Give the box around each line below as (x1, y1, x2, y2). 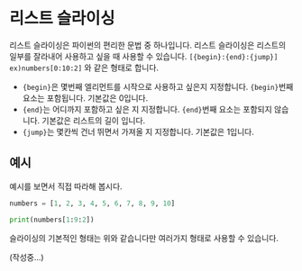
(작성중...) (9, 251, 44, 262)
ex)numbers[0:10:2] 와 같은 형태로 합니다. (9, 62, 160, 73)
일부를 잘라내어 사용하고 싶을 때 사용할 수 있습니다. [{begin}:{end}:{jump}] (9, 50, 279, 61)
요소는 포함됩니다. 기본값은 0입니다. (22, 92, 149, 104)
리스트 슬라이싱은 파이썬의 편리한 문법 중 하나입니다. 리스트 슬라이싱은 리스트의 (9, 40, 287, 50)
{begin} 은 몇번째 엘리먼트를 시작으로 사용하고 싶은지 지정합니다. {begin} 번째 (22, 81, 294, 92)
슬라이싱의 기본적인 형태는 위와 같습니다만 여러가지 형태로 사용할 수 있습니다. (9, 232, 279, 243)
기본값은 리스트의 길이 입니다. (41, 114, 146, 126)
